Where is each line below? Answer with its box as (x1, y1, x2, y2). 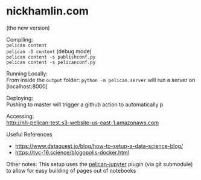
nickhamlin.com (6, 4, 89, 18)
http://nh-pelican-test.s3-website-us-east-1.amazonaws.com (6, 119, 159, 126)
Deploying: (6, 94, 33, 101)
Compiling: (6, 36, 33, 43)
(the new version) (6, 24, 50, 31)
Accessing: (6, 112, 34, 120)
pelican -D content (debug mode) (6, 47, 92, 55)
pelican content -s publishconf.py (6, 54, 96, 60)
